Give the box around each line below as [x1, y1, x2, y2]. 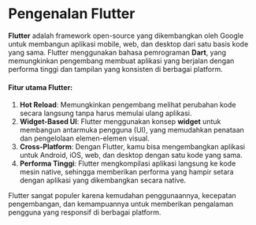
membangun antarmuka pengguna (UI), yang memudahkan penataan [19, 126, 244, 135]
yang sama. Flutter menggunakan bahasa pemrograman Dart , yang [8, 47, 227, 57]
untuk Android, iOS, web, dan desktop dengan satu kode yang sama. [19, 151, 243, 160]
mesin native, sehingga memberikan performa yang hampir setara [19, 167, 234, 177]
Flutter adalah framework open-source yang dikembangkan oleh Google [8, 31, 244, 40]
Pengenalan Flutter [8, 5, 135, 23]
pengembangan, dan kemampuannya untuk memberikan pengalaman [8, 199, 234, 209]
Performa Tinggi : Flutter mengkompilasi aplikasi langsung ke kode [19, 159, 236, 168]
